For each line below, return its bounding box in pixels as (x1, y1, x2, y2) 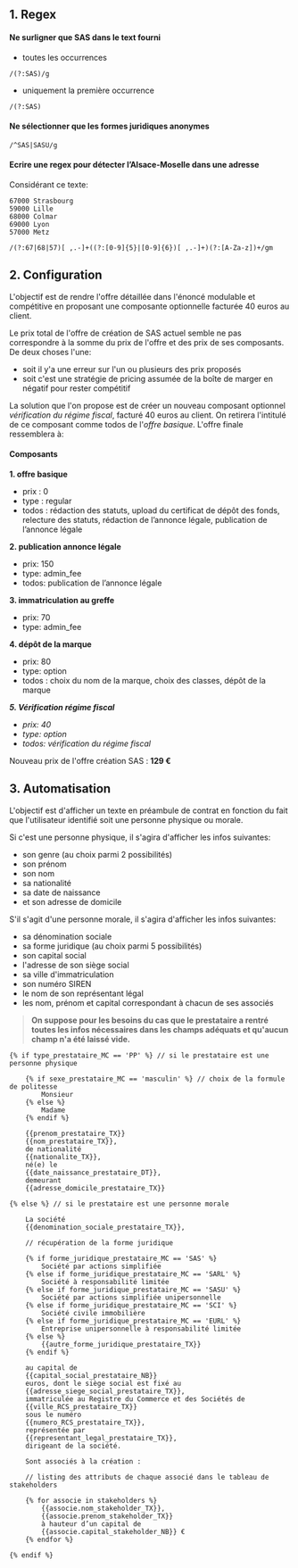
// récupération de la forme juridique (25, 1238, 174, 1248)
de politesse (9, 1082, 58, 1091)
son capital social (21, 950, 87, 960)
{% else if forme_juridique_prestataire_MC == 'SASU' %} (25, 1285, 242, 1294)
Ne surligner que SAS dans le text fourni (9, 31, 161, 43)
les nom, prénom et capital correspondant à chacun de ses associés (21, 997, 274, 1008)
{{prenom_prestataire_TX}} (25, 1129, 126, 1138)
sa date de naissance (21, 887, 101, 898)
